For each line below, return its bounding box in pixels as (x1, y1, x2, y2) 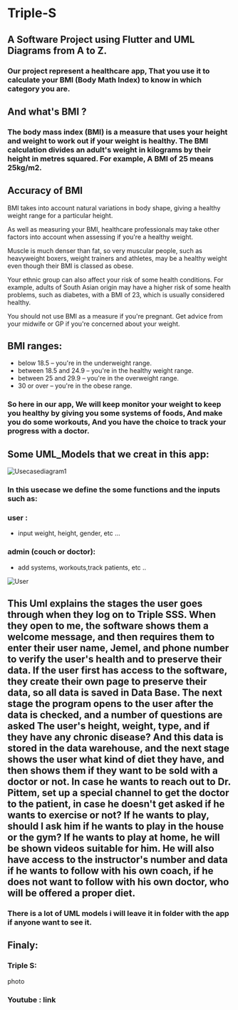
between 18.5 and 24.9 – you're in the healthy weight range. (17, 366, 194, 375)
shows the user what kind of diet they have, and (7, 753, 224, 766)
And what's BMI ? (7, 105, 87, 118)
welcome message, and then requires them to (7, 631, 215, 643)
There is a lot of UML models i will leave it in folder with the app (7, 909, 229, 918)
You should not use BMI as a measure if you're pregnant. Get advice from (7, 311, 223, 320)
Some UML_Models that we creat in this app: (7, 448, 209, 460)
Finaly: (7, 939, 38, 952)
